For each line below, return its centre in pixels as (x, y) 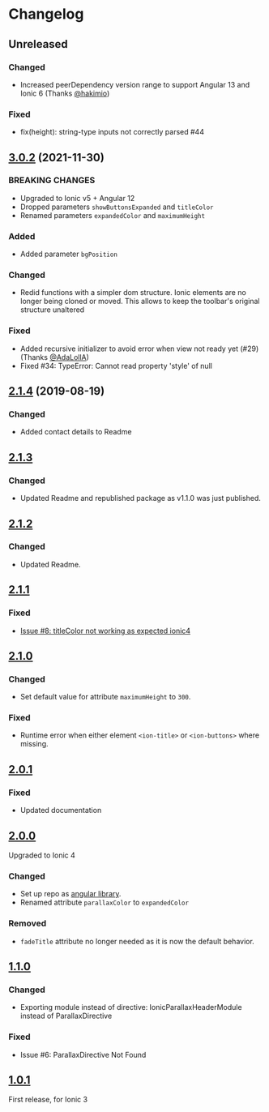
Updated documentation (61, 810)
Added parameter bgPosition (68, 254)
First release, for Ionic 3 (48, 1100)
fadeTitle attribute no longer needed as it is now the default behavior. (137, 941)
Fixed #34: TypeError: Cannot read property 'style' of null (116, 366)
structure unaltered (52, 310)
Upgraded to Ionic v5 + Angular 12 (77, 198)
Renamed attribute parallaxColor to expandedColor (104, 902)
